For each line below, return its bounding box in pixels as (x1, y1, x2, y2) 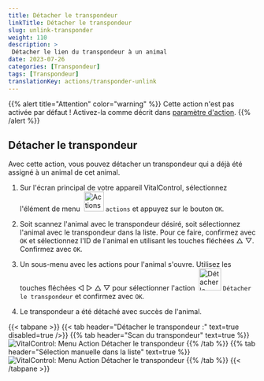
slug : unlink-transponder (8, 26, 93, 34)
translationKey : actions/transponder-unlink (8, 77, 157, 85)
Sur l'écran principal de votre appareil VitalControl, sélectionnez (19, 183, 228, 193)
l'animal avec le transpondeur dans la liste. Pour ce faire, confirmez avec (19, 227, 256, 237)
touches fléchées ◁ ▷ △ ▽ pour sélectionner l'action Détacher (19, 283, 252, 293)
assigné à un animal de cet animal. (8, 168, 121, 177)
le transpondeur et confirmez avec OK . (19, 292, 145, 301)
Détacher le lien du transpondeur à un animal (11, 48, 168, 56)
